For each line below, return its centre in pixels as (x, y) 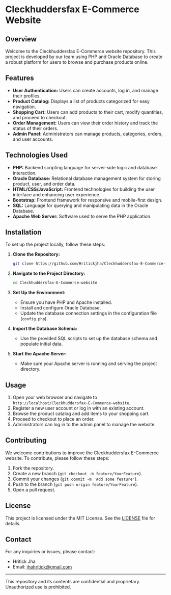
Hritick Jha (24, 561)
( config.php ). (34, 319)
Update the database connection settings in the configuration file (88, 313)
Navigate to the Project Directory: (49, 273)
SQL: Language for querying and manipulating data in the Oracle (80, 205)
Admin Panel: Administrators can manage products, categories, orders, (88, 134)
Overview (21, 39)
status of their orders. (35, 128)
